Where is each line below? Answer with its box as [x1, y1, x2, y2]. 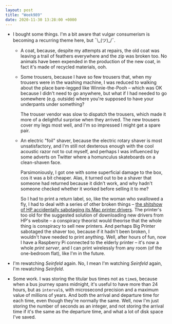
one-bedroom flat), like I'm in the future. [20, 250, 105, 257]
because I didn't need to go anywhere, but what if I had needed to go [20, 91, 167, 97]
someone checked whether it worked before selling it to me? [20, 186, 149, 192]
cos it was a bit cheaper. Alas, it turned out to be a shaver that [20, 175, 152, 181]
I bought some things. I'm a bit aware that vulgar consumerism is [12, 31, 150, 38]
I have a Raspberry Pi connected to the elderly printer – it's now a [20, 240, 159, 246]
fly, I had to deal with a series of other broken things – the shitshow [20, 201, 163, 207]
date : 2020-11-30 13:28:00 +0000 [5, 17, 77, 22]
